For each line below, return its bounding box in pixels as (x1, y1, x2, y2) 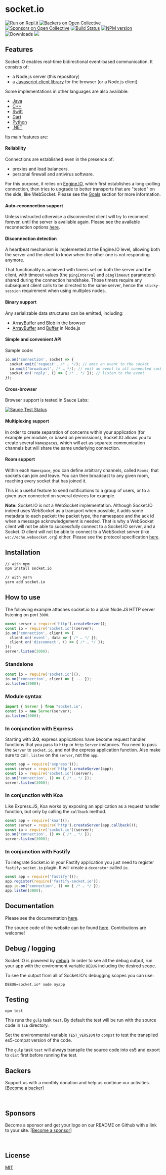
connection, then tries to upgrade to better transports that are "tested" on (5, 186, 155, 192)
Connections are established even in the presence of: (5, 156, 114, 162)
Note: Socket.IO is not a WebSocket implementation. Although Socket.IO (5, 502, 153, 508)
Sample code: (5, 347, 34, 353)
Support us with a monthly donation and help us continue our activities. (5, 1080, 150, 1086)
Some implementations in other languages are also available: (5, 88, 129, 94)
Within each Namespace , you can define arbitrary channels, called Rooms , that (5, 467, 159, 473)
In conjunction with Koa (5, 792, 63, 799)
